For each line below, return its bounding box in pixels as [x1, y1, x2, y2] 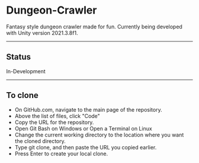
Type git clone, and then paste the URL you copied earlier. [14, 144, 157, 151]
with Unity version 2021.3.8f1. [6, 29, 78, 36]
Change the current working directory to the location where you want [14, 131, 184, 138]
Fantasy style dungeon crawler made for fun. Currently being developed [6, 23, 182, 30]
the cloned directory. [14, 137, 66, 145]
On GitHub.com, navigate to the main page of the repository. [14, 106, 162, 113]
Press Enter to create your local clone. [14, 150, 108, 157]
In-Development [6, 67, 46, 74]
